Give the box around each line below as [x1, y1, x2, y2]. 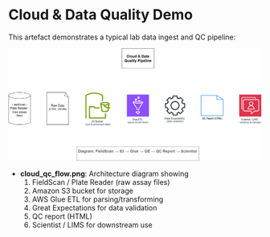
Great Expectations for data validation [31, 202, 157, 212]
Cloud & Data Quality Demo [8, 6, 193, 24]
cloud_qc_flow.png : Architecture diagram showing [19, 169, 189, 178]
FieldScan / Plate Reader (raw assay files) [31, 177, 170, 186]
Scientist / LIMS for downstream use [31, 219, 153, 230]
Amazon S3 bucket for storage [31, 186, 134, 195]
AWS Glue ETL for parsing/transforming [31, 194, 164, 204]
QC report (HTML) [31, 211, 92, 221]
